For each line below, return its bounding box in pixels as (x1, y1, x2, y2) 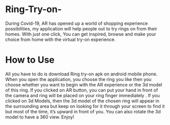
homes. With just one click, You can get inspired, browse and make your (5, 31, 156, 37)
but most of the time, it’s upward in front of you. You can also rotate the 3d (5, 108, 161, 114)
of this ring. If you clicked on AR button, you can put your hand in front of (5, 87, 158, 93)
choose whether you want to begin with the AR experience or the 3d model (5, 81, 162, 88)
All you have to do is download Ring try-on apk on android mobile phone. (5, 71, 158, 77)
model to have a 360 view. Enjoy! (5, 114, 75, 120)
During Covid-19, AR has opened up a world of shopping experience (5, 20, 148, 26)
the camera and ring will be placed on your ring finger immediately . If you (5, 92, 160, 98)
